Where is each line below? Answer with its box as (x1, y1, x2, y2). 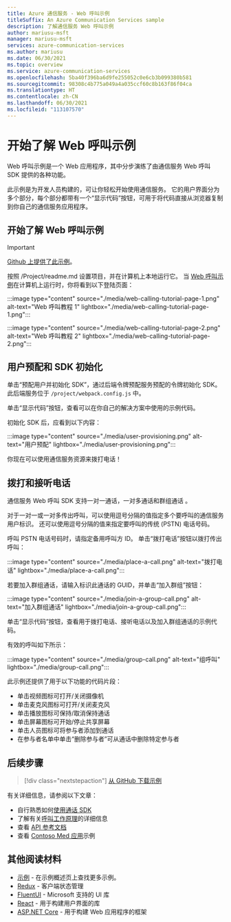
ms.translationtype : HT (7, 87, 76, 94)
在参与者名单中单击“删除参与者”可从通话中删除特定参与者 (16, 735, 180, 743)
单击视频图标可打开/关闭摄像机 (16, 692, 104, 700)
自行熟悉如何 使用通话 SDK (16, 806, 92, 814)
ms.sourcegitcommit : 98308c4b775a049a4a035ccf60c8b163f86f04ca (7, 81, 192, 87)
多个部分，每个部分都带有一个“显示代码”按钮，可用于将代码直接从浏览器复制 (7, 193, 223, 202)
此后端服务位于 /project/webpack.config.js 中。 (7, 389, 146, 398)
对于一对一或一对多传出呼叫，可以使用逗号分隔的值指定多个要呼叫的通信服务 (7, 511, 224, 519)
